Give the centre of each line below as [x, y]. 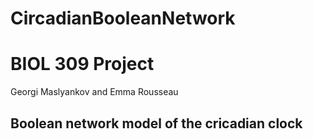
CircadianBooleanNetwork [123, 18]
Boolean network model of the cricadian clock [156, 123]
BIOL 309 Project [82, 64]
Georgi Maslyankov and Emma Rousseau [94, 92]
